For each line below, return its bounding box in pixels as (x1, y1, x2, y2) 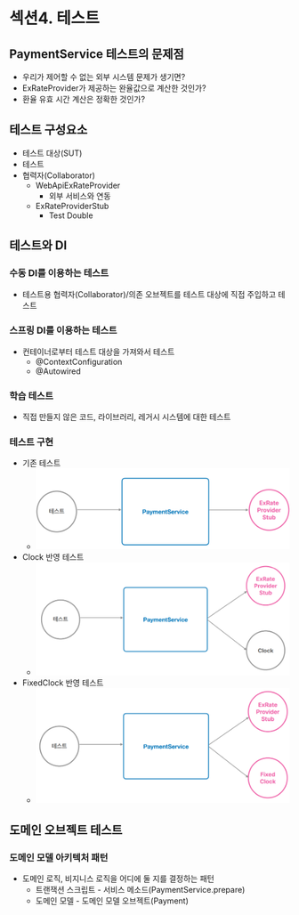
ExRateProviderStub (35, 200, 109, 211)
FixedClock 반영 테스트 (21, 677, 104, 688)
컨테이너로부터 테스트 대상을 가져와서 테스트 (21, 346, 175, 357)
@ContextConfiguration (35, 356, 123, 367)
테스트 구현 (9, 436, 54, 449)
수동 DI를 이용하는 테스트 (9, 267, 109, 279)
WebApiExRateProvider (35, 180, 121, 190)
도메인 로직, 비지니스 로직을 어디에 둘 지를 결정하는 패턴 (21, 873, 215, 884)
